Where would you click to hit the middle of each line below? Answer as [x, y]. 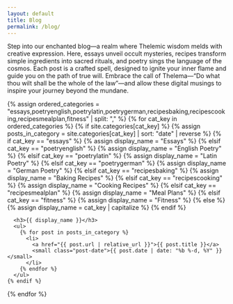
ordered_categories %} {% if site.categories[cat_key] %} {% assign [104, 127]
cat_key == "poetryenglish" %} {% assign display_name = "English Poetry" [114, 149]
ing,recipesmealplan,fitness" [48, 119]
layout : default [31, 14]
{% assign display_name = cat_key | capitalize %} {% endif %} [97, 208]
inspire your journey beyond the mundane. [68, 90]
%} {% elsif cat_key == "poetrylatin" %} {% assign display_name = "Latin [112, 156]
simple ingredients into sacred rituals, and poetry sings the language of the [115, 61]
